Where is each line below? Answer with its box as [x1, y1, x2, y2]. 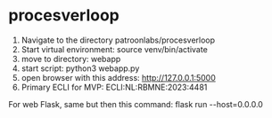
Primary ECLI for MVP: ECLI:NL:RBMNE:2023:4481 [21, 82, 208, 92]
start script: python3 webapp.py [21, 63, 140, 74]
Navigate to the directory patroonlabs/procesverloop [21, 35, 216, 45]
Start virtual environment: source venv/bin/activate [21, 43, 209, 54]
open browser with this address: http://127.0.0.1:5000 [21, 72, 216, 83]
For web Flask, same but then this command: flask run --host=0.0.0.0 [8, 98, 264, 109]
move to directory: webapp [21, 53, 121, 64]
